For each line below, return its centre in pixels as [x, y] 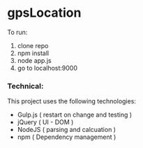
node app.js [34, 60]
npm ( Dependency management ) [67, 137]
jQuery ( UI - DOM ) [45, 122]
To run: [17, 32]
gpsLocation [44, 13]
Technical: [25, 86]
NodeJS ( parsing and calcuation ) [67, 130]
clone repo [33, 45]
